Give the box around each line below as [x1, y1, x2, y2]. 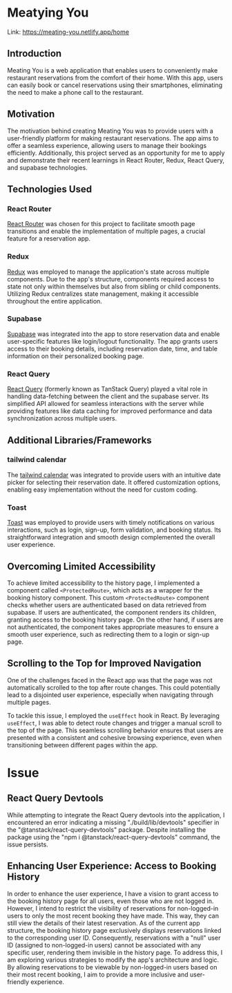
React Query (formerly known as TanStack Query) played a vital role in [7, 385, 208, 393]
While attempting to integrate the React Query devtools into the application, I [7, 810, 225, 819]
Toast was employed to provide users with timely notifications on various [7, 519, 215, 527]
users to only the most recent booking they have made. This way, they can [7, 911, 220, 920]
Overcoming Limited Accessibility [7, 560, 156, 572]
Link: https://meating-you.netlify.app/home [7, 28, 130, 36]
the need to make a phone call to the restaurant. [7, 88, 144, 96]
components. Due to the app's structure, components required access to [7, 275, 215, 283]
